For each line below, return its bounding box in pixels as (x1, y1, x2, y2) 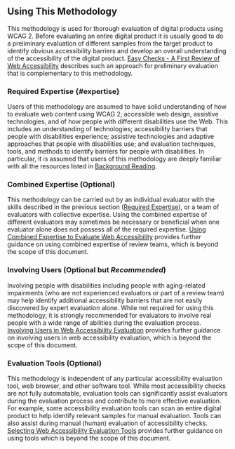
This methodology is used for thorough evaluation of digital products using (7, 24, 223, 32)
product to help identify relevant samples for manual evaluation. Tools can (7, 412, 222, 420)
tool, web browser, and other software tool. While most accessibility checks (7, 382, 226, 390)
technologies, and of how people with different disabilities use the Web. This (7, 117, 229, 126)
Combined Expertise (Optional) (7, 180, 116, 189)
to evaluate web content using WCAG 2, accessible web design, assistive (7, 110, 219, 119)
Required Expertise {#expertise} (7, 86, 121, 96)
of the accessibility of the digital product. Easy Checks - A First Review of (7, 54, 220, 62)
